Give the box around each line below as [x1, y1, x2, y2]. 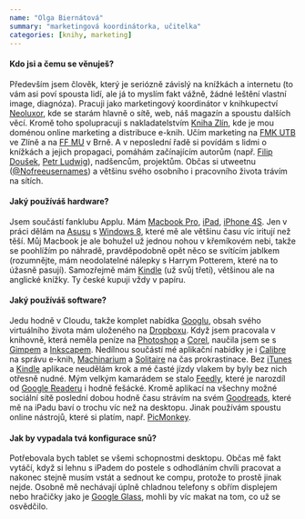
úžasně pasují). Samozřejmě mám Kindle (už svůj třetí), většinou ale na [9, 264, 275, 275]
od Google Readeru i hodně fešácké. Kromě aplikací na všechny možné [9, 383, 278, 394]
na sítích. [9, 175, 44, 186]
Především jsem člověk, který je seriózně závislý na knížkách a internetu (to [9, 78, 294, 89]
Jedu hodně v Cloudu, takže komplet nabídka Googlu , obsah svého [9, 314, 261, 325]
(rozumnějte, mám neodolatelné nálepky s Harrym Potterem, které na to [9, 255, 279, 265]
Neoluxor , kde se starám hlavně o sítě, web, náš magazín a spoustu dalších [9, 107, 291, 118]
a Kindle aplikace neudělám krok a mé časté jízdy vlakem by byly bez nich [9, 363, 288, 374]
